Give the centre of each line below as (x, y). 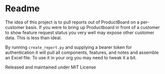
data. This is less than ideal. (33, 38)
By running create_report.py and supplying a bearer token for (69, 47)
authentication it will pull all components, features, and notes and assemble (82, 52)
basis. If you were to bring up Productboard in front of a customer (93, 27)
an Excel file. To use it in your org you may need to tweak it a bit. (71, 57)
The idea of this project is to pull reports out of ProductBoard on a (72, 22)
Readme (23, 9)
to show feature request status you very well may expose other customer (80, 32)
